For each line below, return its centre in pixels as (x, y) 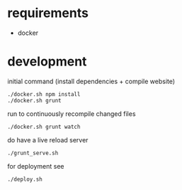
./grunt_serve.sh (33, 153)
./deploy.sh (25, 179)
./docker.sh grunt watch (44, 127)
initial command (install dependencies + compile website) (91, 81)
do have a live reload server (48, 139)
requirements (48, 13)
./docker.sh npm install (44, 94)
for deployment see (36, 166)
